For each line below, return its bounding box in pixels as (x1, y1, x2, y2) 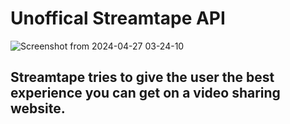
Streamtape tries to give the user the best (10, 69, 275, 86)
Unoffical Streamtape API (10, 7, 226, 30)
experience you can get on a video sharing (10, 85, 281, 102)
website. (10, 100, 66, 117)
